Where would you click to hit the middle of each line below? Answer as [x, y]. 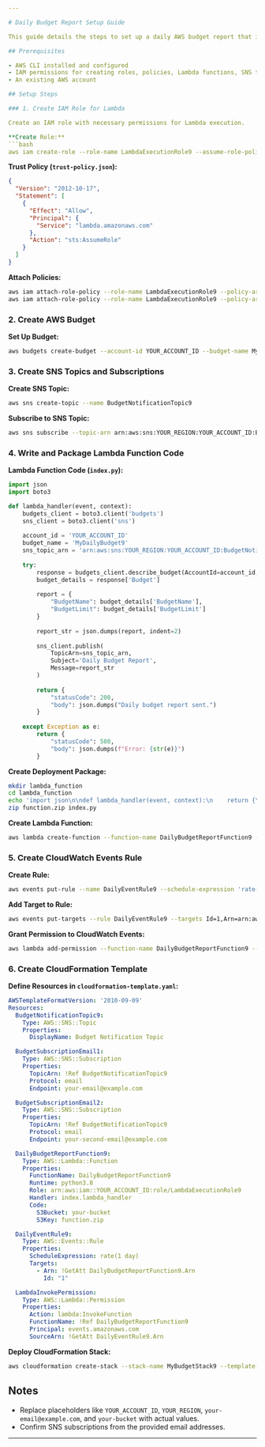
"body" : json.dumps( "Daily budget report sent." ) [133, 705]
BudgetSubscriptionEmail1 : [60, 1052]
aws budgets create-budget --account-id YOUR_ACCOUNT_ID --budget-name [128, 351]
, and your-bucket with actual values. [140, 1418]
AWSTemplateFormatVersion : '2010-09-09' [76, 1001]
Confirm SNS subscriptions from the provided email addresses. [122, 1426]
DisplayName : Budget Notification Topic [96, 1037]
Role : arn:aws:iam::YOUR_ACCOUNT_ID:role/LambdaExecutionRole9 [135, 1191]
